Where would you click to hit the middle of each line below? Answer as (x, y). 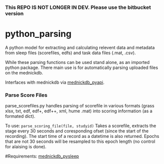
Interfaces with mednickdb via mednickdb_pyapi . (55, 82)
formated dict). (20, 116)
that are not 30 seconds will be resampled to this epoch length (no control (80, 141)
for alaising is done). (26, 147)
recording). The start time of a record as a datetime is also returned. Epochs (82, 136)
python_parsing (38, 34)
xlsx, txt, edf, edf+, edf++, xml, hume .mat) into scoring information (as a (79, 111)
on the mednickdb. (24, 72)
